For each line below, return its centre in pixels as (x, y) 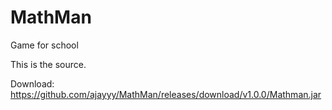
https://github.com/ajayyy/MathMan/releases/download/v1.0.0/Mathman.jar (166, 94)
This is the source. (48, 64)
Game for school (44, 45)
